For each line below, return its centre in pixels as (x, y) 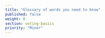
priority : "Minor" (24, 28)
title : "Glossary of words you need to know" (53, 10)
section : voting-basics (30, 23)
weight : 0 (15, 19)
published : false (23, 14)
